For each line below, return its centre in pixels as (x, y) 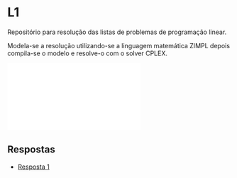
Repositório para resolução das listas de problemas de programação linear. (117, 32)
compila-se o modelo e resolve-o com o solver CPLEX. (88, 53)
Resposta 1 (33, 167)
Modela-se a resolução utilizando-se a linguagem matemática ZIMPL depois (119, 45)
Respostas (31, 150)
